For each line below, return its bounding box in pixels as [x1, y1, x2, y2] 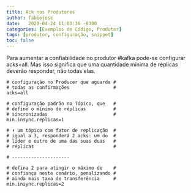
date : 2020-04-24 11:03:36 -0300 [6, 20, 97, 26]
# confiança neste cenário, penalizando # [6, 170, 116, 176]
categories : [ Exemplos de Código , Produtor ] [6, 26, 122, 32]
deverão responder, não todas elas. [6, 67, 96, 74]
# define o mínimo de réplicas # [6, 106, 116, 112]
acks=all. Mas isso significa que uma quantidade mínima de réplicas [6, 61, 179, 68]
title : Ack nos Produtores [6, 9, 75, 15]
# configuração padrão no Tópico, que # [6, 100, 116, 107]
